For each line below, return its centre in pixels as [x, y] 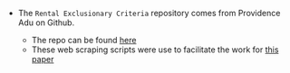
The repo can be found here [84, 40]
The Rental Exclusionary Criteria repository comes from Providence [149, 13]
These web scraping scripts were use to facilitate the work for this [155, 50]
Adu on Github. [46, 23]
